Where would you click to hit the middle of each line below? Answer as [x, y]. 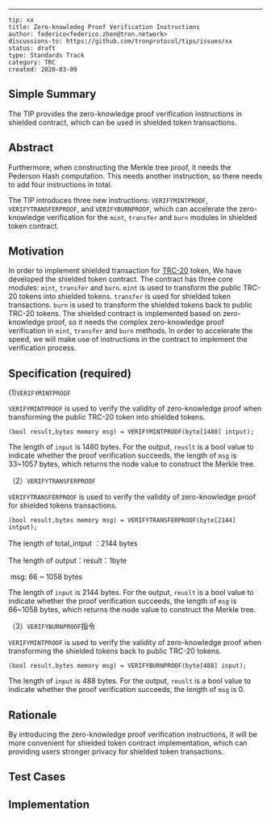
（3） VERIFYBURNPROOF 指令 [52, 627]
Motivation [36, 251]
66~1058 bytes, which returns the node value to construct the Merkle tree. [132, 610]
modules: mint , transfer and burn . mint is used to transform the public [125, 288]
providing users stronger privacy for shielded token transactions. [116, 752]
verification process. [42, 348]
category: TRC [32, 62]
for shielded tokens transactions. [63, 505]
